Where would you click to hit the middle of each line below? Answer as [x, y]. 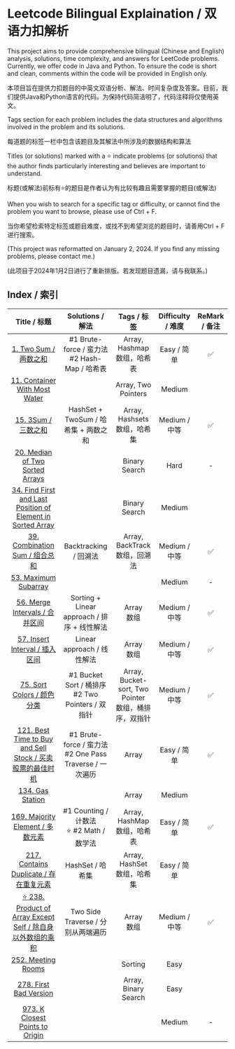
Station [34, 799]
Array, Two [133, 384]
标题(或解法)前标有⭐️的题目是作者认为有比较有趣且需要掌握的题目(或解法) [112, 188]
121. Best [34, 730]
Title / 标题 [33, 321]
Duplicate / [29, 874]
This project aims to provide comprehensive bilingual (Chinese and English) [116, 51]
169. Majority [34, 817]
